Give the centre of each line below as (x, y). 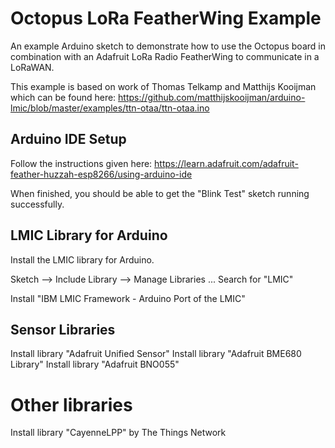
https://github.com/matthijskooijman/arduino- (212, 97)
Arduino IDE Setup (68, 139)
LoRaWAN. (32, 67)
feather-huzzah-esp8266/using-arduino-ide (101, 174)
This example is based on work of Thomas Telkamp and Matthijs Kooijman (163, 86)
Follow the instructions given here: (81, 163)
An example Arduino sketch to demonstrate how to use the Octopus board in (168, 46)
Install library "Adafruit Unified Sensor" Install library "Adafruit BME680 (156, 354)
